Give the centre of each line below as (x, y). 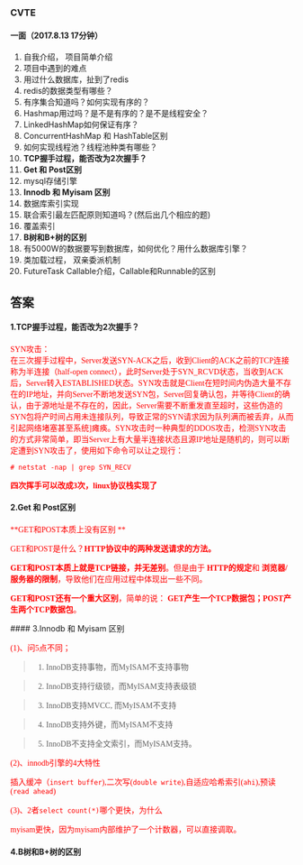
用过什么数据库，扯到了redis (76, 79)
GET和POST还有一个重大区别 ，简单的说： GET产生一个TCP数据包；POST (147, 598)
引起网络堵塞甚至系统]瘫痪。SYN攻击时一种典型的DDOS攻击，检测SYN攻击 (148, 428)
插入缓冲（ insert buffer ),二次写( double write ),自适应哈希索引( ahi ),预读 (143, 782)
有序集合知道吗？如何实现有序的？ (86, 102)
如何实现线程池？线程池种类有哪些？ (90, 147)
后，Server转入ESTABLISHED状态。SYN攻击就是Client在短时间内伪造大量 (143, 383)
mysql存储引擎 (50, 181)
